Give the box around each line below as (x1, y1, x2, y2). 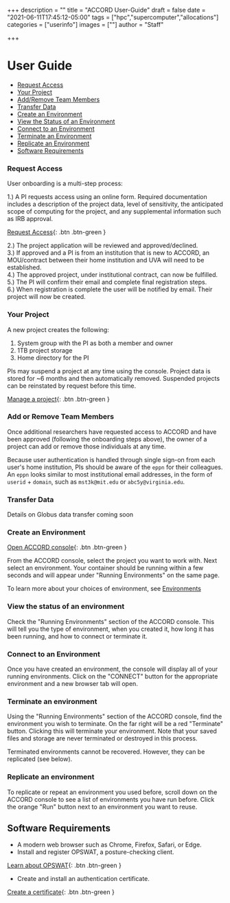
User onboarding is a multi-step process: (7, 179, 124, 188)
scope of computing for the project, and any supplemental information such (7, 207, 221, 216)
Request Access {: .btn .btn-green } (7, 228, 106, 236)
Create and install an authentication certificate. (16, 875, 150, 883)
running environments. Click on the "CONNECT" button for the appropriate (7, 672, 218, 681)
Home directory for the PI (16, 353, 89, 362)
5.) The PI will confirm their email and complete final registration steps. (7, 278, 207, 287)
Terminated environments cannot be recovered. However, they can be (7, 747, 205, 756)
